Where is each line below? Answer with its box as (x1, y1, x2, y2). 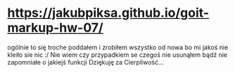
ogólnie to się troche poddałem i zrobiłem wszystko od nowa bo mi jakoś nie (7, 43, 229, 51)
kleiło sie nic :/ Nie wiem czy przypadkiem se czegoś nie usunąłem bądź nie (7, 51, 227, 59)
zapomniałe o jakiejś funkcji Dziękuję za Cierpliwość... (7, 58, 164, 66)
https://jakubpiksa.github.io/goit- (7, 5, 210, 21)
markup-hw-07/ (7, 20, 103, 36)
